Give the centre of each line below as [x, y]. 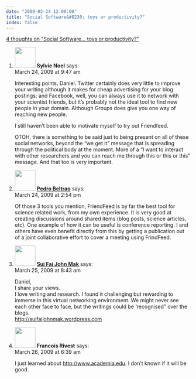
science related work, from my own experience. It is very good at [93, 213]
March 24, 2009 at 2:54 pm [48, 195]
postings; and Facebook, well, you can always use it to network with [97, 96]
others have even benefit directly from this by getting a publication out [99, 231]
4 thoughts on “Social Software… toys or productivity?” [73, 39]
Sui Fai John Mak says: [65, 264]
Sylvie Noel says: [58, 66]
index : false [22, 22]
